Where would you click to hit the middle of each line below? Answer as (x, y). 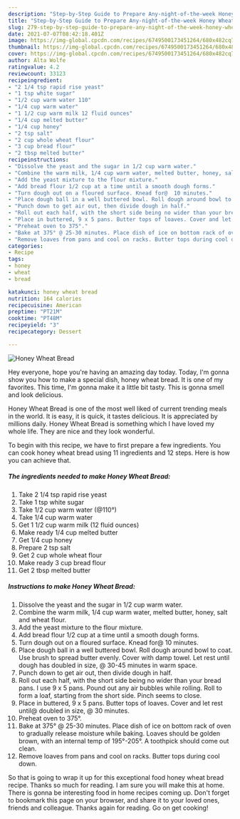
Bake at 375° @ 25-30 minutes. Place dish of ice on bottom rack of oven (125, 726)
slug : (16, 27)
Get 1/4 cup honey (46, 540)
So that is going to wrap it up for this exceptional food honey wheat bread (116, 777)
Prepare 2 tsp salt (44, 547)
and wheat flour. (42, 619)
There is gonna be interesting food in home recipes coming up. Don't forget (119, 793)
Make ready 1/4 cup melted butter (68, 532)
